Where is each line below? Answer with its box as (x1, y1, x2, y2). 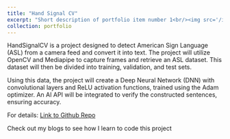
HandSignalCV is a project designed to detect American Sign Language (7, 42, 209, 50)
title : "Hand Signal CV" (7, 10, 78, 17)
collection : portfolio (7, 22, 72, 29)
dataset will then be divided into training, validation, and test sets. (7, 63, 192, 72)
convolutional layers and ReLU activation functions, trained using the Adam (7, 83, 219, 92)
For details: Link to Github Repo (7, 111, 96, 119)
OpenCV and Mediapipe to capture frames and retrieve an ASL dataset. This (7, 56, 222, 64)
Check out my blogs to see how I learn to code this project (7, 124, 172, 133)
